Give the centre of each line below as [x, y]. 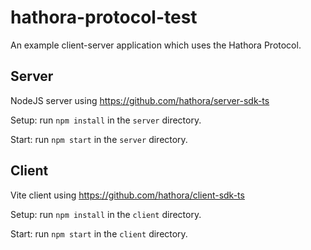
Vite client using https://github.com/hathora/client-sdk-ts [127, 195]
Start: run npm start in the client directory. [99, 233]
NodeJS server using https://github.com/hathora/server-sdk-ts [140, 100]
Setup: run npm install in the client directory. [106, 214]
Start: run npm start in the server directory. [99, 139]
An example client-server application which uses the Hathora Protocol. [156, 45]
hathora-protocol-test [104, 17]
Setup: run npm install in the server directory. [106, 120]
